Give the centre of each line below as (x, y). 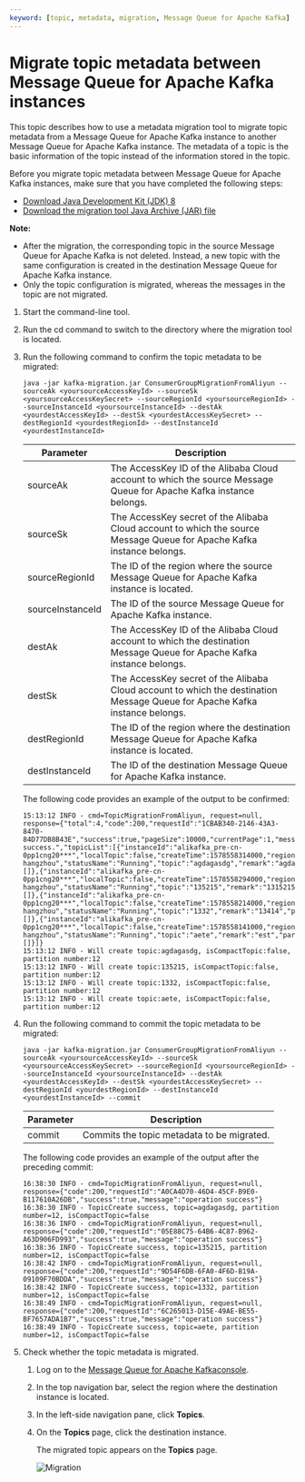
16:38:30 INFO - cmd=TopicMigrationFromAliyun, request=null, (143, 1183)
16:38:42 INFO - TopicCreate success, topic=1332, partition (141, 1287)
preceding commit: (58, 1167)
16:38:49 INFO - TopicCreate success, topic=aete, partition (141, 1327)
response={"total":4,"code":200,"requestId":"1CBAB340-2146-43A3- (151, 823)
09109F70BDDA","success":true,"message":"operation (122, 1279)
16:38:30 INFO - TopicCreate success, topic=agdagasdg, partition (151, 1207)
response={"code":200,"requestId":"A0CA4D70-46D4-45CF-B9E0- (141, 1192)
